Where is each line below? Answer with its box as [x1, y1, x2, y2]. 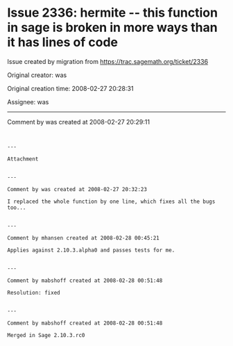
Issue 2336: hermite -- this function [7, 5, 218, 21]
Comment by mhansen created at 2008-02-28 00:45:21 [7, 234, 159, 241]
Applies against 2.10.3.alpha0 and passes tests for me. [7, 247, 175, 254]
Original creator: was [7, 71, 67, 79]
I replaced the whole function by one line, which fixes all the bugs [7, 198, 216, 205]
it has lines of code [7, 35, 118, 50]
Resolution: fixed [7, 289, 60, 296]
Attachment [7, 155, 39, 163]
